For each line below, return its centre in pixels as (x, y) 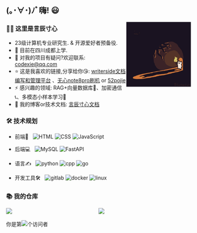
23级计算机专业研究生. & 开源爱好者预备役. (66, 42)
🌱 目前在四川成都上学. (41, 50)
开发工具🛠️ (28, 178)
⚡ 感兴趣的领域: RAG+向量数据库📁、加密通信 (68, 88)
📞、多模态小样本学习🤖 (40, 96)
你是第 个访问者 (27, 224)
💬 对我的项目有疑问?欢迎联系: (50, 57)
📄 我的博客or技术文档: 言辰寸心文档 (57, 104)
